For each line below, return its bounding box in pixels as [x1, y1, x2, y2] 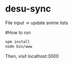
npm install [5, 39, 30, 44]
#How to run [5, 29, 31, 35]
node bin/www [5, 44, 32, 49]
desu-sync [5, 3, 51, 15]
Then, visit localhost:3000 [5, 53, 59, 59]
